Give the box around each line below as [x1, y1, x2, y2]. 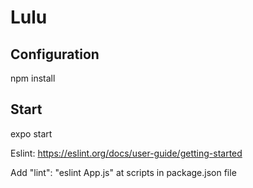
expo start [10, 127, 53, 140]
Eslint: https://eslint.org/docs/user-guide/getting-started [10, 147, 243, 159]
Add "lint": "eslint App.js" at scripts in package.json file [10, 166, 237, 178]
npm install [10, 72, 56, 84]
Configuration [10, 46, 100, 63]
